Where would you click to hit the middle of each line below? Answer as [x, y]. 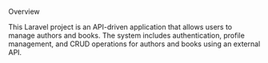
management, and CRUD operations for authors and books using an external [134, 44]
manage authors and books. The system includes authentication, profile [127, 35]
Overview [24, 12]
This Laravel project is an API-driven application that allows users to [120, 27]
